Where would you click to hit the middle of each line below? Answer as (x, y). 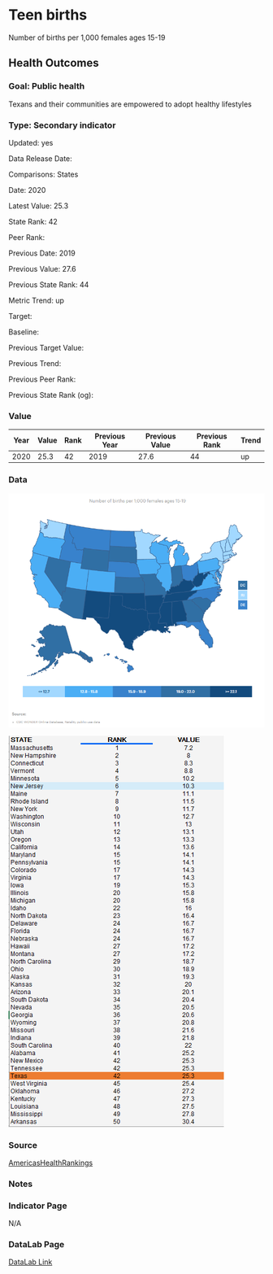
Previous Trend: (35, 363)
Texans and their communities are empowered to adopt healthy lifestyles (130, 104)
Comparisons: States (43, 174)
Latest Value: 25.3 (39, 206)
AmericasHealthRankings (51, 1163)
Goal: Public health (47, 86)
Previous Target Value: (46, 347)
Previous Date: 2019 (42, 253)
